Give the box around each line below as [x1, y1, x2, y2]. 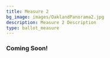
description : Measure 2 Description [6, 19, 96, 25]
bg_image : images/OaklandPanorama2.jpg [6, 14, 105, 20]
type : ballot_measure [6, 25, 60, 31]
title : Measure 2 [6, 8, 49, 15]
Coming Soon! [6, 45, 48, 53]
